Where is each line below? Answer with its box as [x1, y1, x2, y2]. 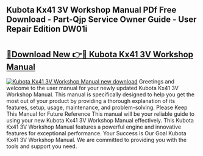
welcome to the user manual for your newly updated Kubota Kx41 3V [6, 85, 179, 91]
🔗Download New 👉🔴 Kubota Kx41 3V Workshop [6, 49, 194, 60]
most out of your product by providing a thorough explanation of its [6, 97, 176, 104]
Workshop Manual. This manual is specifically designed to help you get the [6, 91, 195, 98]
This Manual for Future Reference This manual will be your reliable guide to [6, 110, 195, 118]
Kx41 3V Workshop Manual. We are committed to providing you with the [6, 136, 187, 143]
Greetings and [139, 78, 175, 85]
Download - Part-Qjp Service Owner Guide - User [6, 15, 197, 25]
